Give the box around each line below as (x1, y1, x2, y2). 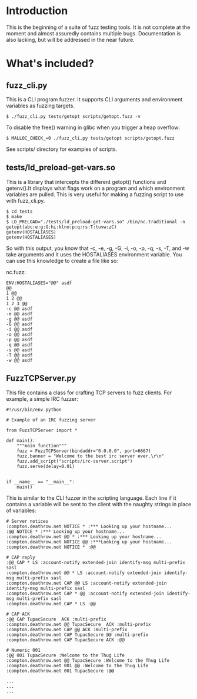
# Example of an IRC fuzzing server (6, 417, 96, 423)
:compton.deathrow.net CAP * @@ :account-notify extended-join (6, 591, 165, 596)
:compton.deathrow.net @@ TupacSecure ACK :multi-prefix (6, 621, 151, 627)
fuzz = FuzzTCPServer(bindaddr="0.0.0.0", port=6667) (16, 448, 151, 454)
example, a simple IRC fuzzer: (6, 395, 78, 402)
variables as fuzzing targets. (6, 102, 75, 109)
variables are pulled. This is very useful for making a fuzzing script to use (6, 190, 184, 198)
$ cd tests (6, 208, 33, 215)
